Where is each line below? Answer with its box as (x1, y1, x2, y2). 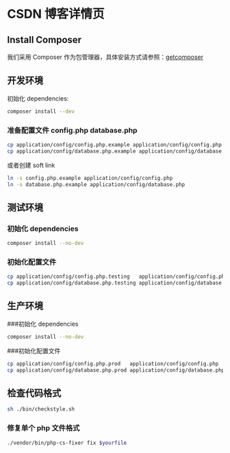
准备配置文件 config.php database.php (7, 125, 138, 135)
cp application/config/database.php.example (7, 148, 136, 155)
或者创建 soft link (7, 161, 55, 169)
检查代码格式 (7, 387, 62, 399)
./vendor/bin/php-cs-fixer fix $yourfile (7, 439, 127, 446)
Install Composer (7, 34, 82, 45)
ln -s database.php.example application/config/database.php (7, 181, 186, 188)
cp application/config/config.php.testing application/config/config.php (7, 273, 228, 281)
